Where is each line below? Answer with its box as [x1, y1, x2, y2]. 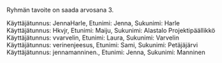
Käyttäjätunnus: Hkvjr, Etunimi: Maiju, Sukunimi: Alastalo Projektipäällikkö [6, 27, 216, 34]
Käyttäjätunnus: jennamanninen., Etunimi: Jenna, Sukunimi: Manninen [6, 48, 205, 56]
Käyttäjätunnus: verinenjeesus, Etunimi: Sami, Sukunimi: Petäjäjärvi [6, 41, 198, 49]
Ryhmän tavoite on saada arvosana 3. [6, 6, 114, 14]
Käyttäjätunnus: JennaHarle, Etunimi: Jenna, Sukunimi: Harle [6, 19, 180, 27]
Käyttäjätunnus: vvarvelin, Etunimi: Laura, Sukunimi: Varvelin [6, 34, 180, 42]
